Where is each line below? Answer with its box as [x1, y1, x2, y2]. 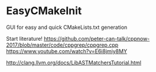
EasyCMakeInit [6, 4, 82, 18]
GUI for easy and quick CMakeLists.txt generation [6, 24, 128, 31]
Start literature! [6, 35, 43, 42]
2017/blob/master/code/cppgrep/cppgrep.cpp [6, 41, 119, 48]
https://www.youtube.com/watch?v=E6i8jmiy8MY [6, 47, 128, 54]
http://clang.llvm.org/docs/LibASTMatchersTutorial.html [6, 59, 142, 66]
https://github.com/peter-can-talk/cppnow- [44, 35, 150, 42]
